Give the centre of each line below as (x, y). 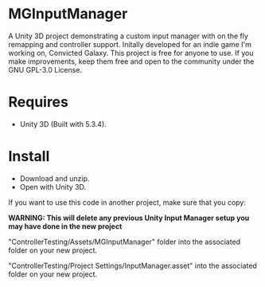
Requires (39, 102)
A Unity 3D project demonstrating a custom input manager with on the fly (129, 36)
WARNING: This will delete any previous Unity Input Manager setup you (129, 218)
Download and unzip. (55, 178)
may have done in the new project (65, 226)
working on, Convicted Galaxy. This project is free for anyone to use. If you (131, 53)
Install (29, 157)
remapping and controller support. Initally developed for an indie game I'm (130, 44)
